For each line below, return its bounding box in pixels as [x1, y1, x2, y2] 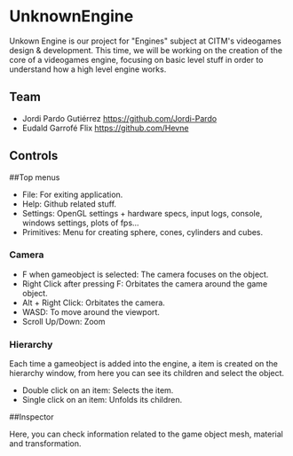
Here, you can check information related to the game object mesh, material [9, 428, 284, 440]
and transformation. [9, 438, 82, 449]
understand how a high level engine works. [9, 64, 167, 75]
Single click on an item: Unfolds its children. [21, 395, 183, 405]
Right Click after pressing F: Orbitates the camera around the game [21, 278, 268, 289]
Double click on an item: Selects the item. [21, 385, 174, 396]
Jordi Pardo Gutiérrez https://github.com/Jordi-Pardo [21, 113, 218, 123]
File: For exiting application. [21, 189, 123, 200]
